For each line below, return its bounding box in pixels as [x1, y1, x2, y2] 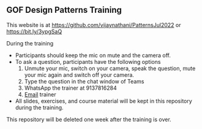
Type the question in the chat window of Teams [24, 77, 144, 85]
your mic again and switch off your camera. [24, 71, 135, 79]
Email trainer [24, 90, 56, 98]
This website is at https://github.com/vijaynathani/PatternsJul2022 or [6, 21, 181, 28]
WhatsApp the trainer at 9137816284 [24, 84, 118, 92]
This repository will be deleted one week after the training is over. [6, 115, 171, 123]
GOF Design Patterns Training [6, 5, 122, 15]
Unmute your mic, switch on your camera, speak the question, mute [24, 64, 196, 72]
